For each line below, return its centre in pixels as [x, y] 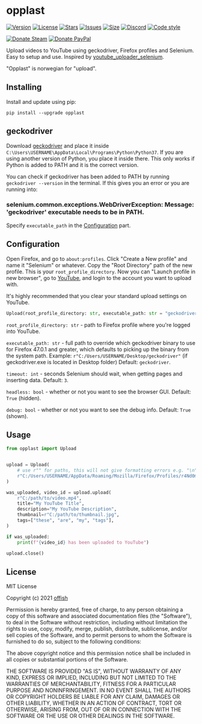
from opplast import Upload [41, 449]
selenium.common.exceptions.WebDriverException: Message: [100, 205]
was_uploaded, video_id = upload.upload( [59, 492]
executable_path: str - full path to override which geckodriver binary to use [101, 342]
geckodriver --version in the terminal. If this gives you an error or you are [98, 183]
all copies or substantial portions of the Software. [67, 660]
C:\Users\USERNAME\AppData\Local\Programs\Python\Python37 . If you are [95, 152]
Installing [24, 87]
